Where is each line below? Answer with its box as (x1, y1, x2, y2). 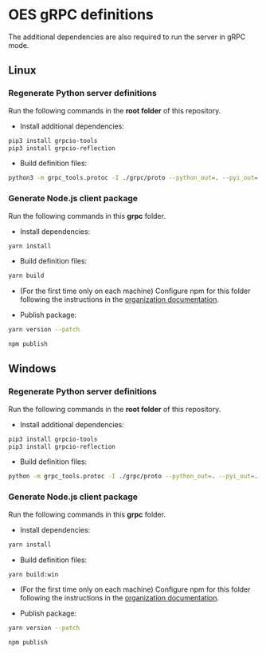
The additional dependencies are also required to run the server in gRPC (8, 32, 246, 42)
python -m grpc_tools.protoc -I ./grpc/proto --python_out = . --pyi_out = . (8, 473, 259, 481)
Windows (8, 362, 57, 376)
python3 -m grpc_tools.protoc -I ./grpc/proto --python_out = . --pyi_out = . (8, 174, 262, 182)
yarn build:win (8, 570, 59, 578)
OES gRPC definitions (8, 6, 154, 24)
